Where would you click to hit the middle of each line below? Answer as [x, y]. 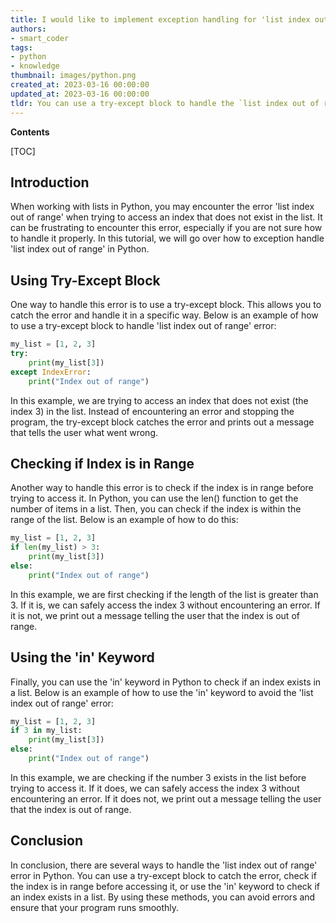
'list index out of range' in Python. [80, 249]
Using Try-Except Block [85, 280]
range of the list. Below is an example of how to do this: [124, 520]
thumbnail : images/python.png [73, 76]
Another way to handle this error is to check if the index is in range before [162, 488]
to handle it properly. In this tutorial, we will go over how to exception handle [167, 238]
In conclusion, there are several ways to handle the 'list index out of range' [164, 865]
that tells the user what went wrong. [84, 432]
